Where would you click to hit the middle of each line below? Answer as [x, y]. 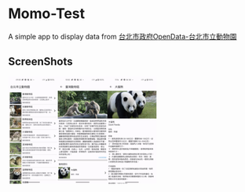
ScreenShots [40, 62]
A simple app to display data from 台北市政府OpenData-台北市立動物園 [122, 36]
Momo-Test [47, 14]
